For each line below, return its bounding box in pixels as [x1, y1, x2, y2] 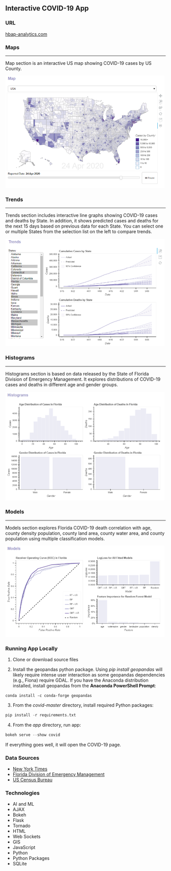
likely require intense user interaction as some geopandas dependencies [12, 671, 165, 678]
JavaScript [12, 844, 36, 851]
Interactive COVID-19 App [5, 4, 89, 13]
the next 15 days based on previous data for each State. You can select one [5, 223, 164, 229]
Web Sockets [12, 834, 41, 840]
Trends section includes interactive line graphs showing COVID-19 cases [5, 212, 158, 218]
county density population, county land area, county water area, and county [5, 530, 165, 536]
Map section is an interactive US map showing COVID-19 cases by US [5, 60, 152, 66]
